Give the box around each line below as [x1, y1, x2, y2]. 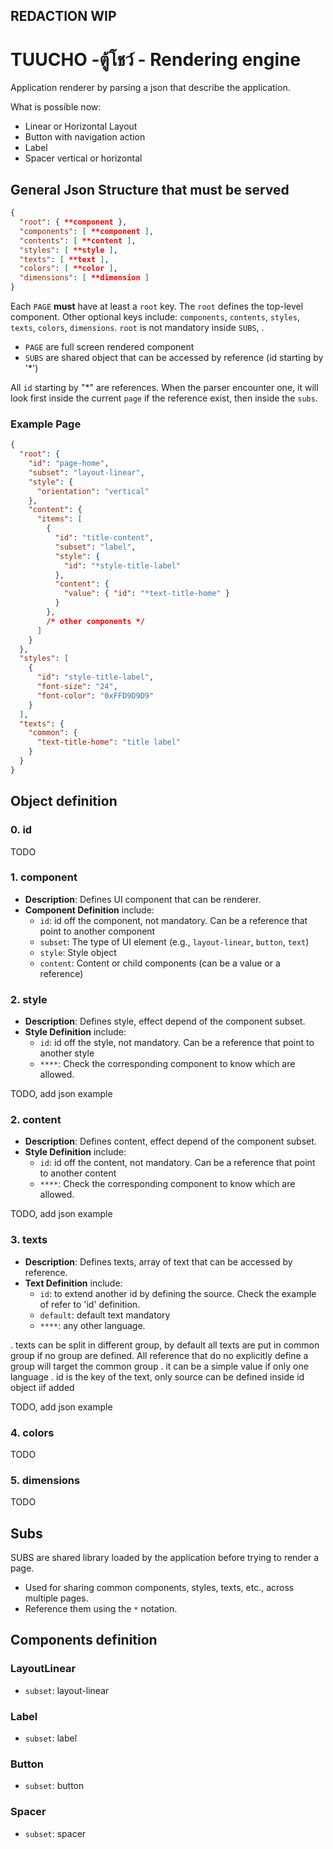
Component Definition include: [24, 904, 155, 916]
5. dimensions [10, 1473, 81, 1487]
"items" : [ [36, 514, 83, 524]
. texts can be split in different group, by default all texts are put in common [10, 1339, 320, 1351]
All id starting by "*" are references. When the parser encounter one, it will [10, 382, 319, 394]
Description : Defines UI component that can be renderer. [24, 893, 262, 905]
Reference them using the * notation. [24, 1603, 178, 1615]
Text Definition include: [24, 1277, 123, 1289]
